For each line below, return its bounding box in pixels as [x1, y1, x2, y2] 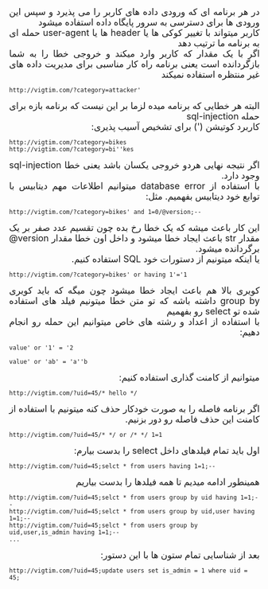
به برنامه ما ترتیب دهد [177, 37, 260, 49]
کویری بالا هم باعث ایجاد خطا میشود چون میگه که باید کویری [9, 285, 260, 296]
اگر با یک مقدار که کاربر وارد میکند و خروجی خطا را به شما [9, 48, 260, 59]
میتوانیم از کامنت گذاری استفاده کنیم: [118, 372, 260, 383]
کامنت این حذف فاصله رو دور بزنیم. [125, 414, 260, 425]
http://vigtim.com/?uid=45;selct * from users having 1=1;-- [9, 462, 216, 470]
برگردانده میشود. [195, 243, 260, 254]
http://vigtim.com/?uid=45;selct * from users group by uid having [9, 493, 238, 501]
